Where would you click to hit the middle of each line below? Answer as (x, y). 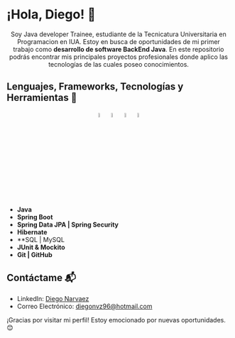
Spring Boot (35, 217)
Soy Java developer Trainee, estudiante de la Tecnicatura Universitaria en (119, 34)
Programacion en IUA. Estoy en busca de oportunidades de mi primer (119, 41)
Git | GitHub (34, 255)
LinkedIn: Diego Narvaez (53, 298)
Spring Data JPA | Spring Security (67, 224)
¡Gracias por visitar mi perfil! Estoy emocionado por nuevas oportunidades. (116, 320)
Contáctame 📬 (41, 278)
